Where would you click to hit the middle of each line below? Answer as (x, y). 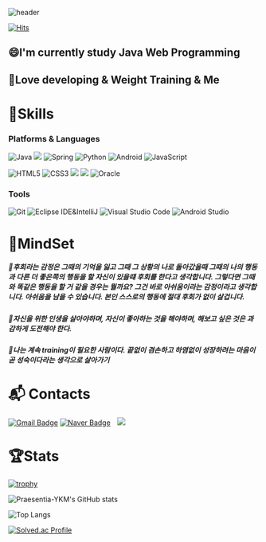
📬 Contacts (49, 394)
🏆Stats (34, 456)
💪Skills (31, 113)
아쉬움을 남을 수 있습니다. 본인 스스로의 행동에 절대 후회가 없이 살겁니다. (135, 297)
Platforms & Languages (54, 138)
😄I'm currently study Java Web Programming (124, 53)
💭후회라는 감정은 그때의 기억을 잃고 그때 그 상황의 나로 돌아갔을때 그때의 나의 (125, 267)
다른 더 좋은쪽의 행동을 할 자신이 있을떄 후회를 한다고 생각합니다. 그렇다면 (128, 277)
